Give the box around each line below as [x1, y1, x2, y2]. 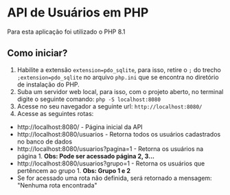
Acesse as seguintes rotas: [16, 109, 94, 117]
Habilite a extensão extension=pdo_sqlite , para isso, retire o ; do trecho [16, 65, 221, 73]
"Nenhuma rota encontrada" [16, 181, 97, 190]
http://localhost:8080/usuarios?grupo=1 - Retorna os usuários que [16, 159, 205, 168]
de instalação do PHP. [16, 80, 80, 89]
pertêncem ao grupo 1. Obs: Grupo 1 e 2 [16, 166, 131, 174]
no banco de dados [16, 137, 73, 146]
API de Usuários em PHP [7, 5, 149, 21]
